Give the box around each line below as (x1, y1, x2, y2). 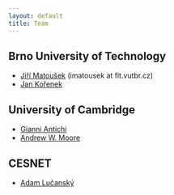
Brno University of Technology (8, 49, 167, 63)
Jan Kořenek (19, 79, 63, 89)
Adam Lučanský (19, 177, 74, 187)
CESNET (8, 156, 52, 170)
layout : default (8, 11, 63, 20)
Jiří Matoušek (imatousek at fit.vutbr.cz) (19, 70, 154, 81)
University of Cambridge (8, 103, 136, 117)
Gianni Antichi (19, 125, 67, 134)
